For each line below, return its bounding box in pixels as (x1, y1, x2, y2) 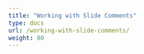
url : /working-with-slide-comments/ (8, 26, 130, 34)
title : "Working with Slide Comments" (8, 11, 137, 20)
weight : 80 (8, 33, 45, 42)
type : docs (8, 19, 45, 27)
